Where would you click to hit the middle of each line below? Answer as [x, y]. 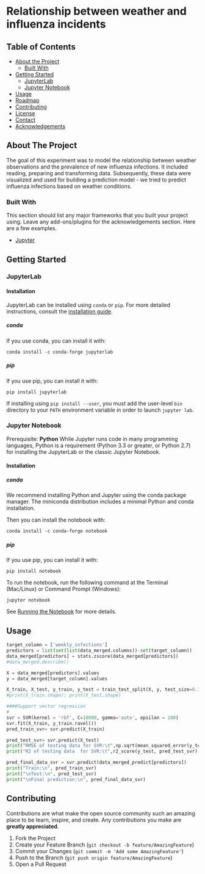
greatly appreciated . [33, 826]
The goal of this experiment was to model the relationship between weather [101, 160]
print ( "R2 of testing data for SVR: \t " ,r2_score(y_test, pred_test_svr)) [103, 752]
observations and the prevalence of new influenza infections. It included [97, 167]
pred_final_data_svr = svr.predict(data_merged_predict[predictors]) [97, 763]
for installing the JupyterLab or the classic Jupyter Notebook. [83, 452]
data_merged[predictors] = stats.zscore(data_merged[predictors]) [92, 656]
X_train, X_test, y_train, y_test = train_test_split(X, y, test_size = [99, 690]
